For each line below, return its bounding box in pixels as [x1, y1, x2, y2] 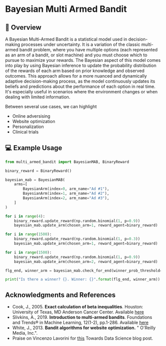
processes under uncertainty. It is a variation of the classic [21, 42, 141, 47]
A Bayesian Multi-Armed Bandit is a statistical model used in [5, 36, 127, 42]
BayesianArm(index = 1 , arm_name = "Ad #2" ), [23, 191, 110, 196]
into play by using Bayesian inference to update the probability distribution [5, 63, 157, 68]
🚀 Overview [5, 23, 41, 32]
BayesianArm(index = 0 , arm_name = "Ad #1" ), [23, 186, 110, 191]
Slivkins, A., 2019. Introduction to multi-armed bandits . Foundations [12, 314, 152, 320]
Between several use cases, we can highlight [5, 104, 97, 109]
